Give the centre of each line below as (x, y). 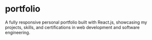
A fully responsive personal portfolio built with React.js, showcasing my (76, 22)
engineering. (18, 32)
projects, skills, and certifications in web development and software (72, 27)
